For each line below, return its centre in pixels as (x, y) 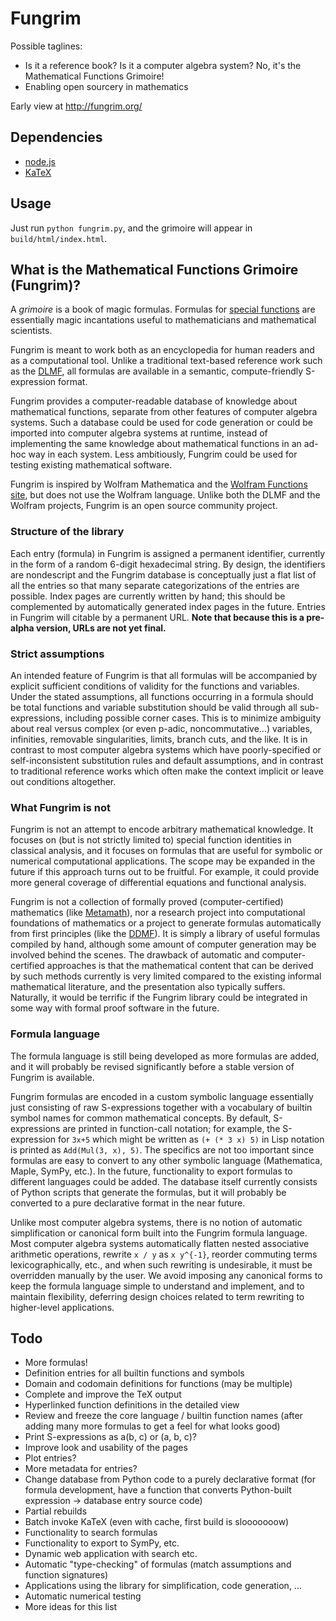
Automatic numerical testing (83, 1596)
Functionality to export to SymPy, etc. (102, 1543)
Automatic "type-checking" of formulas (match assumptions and (158, 1564)
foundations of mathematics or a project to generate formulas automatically (166, 923)
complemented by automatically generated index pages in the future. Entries (168, 606)
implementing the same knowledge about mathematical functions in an (156, 444)
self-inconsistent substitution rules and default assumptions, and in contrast (167, 760)
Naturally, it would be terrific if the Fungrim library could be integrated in (159, 998)
